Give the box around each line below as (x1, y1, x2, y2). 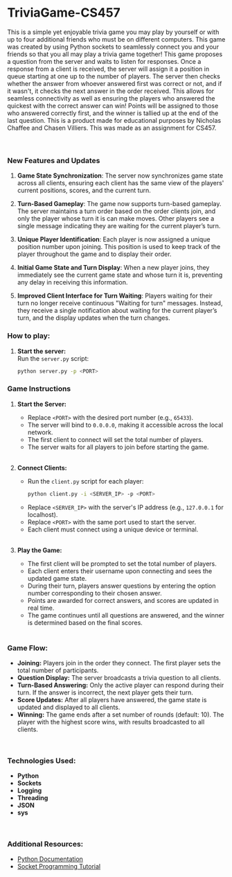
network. (27, 428, 53, 436)
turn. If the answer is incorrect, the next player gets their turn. (17, 688, 194, 697)
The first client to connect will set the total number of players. (27, 435, 204, 443)
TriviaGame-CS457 (7, 5, 121, 21)
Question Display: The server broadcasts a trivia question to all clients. (17, 673, 222, 681)
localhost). (27, 510, 58, 518)
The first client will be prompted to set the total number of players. (27, 559, 217, 568)
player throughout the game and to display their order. (17, 250, 172, 258)
